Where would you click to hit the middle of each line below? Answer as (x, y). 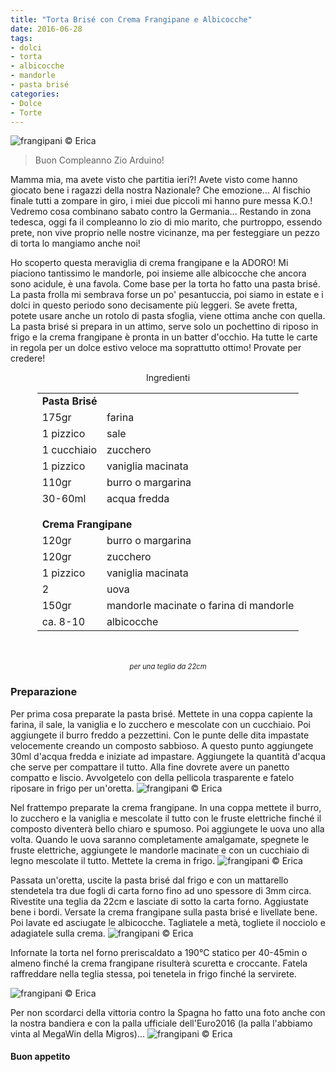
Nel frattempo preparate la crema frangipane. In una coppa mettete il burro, (166, 807)
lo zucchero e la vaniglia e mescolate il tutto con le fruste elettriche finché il (166, 818)
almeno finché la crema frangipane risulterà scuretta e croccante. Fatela (159, 963)
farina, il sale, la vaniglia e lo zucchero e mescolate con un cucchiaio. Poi (160, 724)
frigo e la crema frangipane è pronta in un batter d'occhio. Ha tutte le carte (164, 337)
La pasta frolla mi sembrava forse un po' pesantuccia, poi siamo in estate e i (167, 295)
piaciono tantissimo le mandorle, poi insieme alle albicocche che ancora (158, 273)
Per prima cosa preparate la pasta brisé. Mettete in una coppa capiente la (161, 713)
